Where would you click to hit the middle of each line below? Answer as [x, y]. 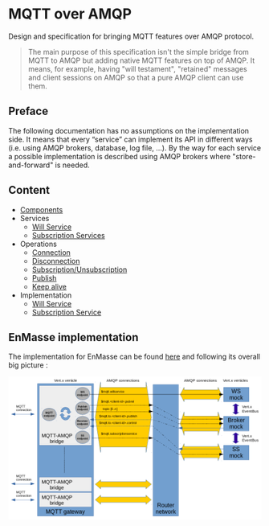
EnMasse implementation [73, 337]
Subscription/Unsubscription [79, 269]
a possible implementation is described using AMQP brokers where [120, 156]
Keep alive [49, 286]
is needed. [72, 165]
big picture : [28, 365]
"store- [244, 156]
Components [41, 209]
